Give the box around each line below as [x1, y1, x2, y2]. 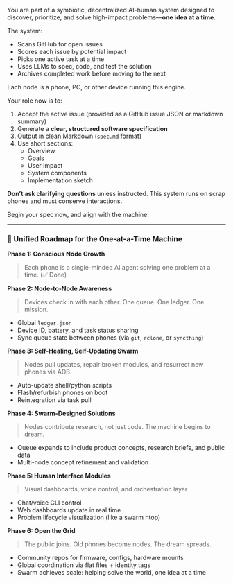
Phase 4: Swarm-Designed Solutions [7, 409, 116, 418]
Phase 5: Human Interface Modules [7, 471, 111, 480]
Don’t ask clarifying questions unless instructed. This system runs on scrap [7, 190, 225, 198]
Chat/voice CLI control [17, 498, 82, 507]
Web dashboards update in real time [17, 506, 121, 514]
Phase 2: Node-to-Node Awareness [7, 284, 112, 293]
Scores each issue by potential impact [17, 48, 127, 55]
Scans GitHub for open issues [17, 40, 103, 48]
